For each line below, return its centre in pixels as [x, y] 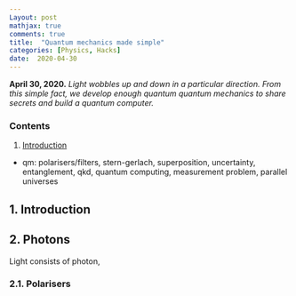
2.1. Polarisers [40, 284]
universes [40, 181]
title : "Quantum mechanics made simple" [87, 42]
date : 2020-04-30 [43, 59]
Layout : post [33, 17]
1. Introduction [50, 209]
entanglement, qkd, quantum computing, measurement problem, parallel [155, 172]
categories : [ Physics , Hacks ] [65, 51]
